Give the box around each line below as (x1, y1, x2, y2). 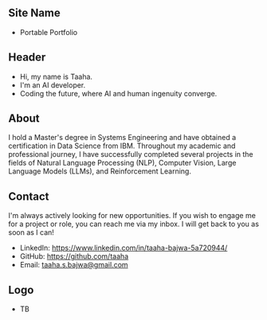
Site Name (8, 6, 61, 20)
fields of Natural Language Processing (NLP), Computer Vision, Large (8, 158, 237, 168)
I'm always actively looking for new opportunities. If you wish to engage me (8, 211, 257, 220)
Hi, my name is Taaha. (19, 72, 93, 81)
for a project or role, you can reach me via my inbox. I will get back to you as (8, 219, 259, 229)
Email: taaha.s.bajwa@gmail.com (19, 260, 129, 270)
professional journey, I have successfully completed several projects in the (8, 150, 253, 159)
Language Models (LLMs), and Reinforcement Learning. (8, 166, 191, 176)
